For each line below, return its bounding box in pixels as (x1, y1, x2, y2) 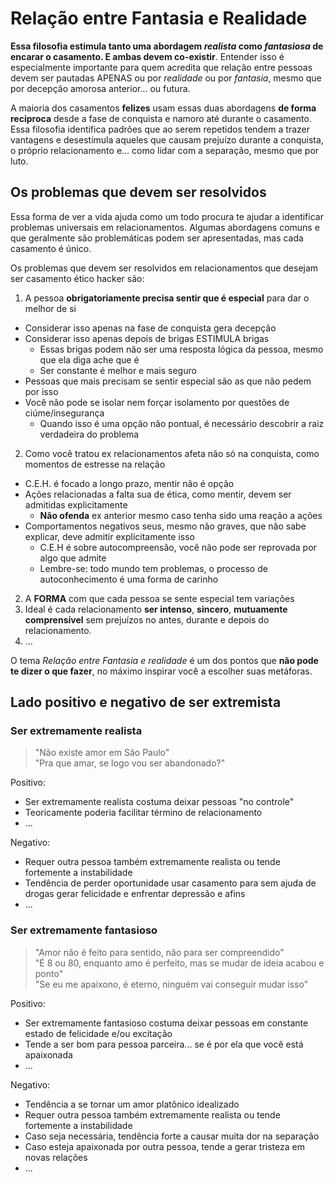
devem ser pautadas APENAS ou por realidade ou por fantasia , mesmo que (10, 72, 322, 84)
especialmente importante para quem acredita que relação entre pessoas (10, 61, 313, 73)
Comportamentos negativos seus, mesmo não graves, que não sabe (24, 520, 307, 532)
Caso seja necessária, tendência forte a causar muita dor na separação (24, 1130, 320, 1142)
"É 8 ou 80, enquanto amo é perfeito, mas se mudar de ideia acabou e (34, 957, 325, 969)
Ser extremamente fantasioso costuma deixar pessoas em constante (24, 1017, 309, 1029)
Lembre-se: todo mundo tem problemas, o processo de (39, 562, 268, 574)
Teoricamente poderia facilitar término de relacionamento (24, 807, 263, 819)
